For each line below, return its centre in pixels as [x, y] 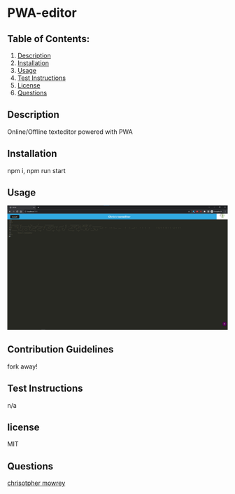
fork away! [23, 366]
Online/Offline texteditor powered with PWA [70, 132]
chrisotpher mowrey [36, 483]
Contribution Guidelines [60, 349]
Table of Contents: [49, 39]
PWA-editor [42, 13]
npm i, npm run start [37, 170]
